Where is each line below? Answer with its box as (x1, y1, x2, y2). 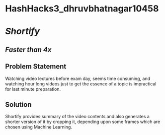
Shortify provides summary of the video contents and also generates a (5, 114, 150, 120)
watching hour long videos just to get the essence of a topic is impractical (5, 80, 157, 87)
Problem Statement (5, 63, 67, 71)
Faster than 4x (5, 45, 52, 54)
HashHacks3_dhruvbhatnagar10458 (5, 3, 159, 14)
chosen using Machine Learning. (5, 124, 72, 130)
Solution (5, 100, 32, 109)
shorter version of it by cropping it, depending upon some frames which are (5, 119, 161, 125)
